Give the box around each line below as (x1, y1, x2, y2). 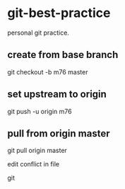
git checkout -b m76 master (7, 67, 88, 76)
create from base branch (7, 49, 119, 61)
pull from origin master (7, 127, 110, 139)
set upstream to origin (7, 88, 107, 101)
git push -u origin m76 (7, 107, 72, 115)
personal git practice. (7, 28, 69, 37)
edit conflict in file (7, 160, 60, 168)
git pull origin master (7, 147, 67, 155)
